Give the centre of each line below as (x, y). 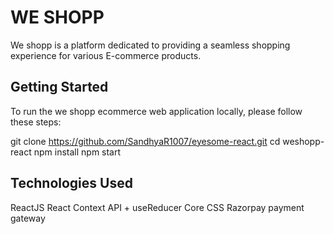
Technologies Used (71, 183)
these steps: (36, 122)
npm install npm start (77, 152)
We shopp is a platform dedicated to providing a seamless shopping (150, 45)
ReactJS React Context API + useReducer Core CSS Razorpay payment (157, 207)
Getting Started (59, 87)
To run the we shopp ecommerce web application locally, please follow (156, 111)
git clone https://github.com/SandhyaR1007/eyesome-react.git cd (145, 141)
